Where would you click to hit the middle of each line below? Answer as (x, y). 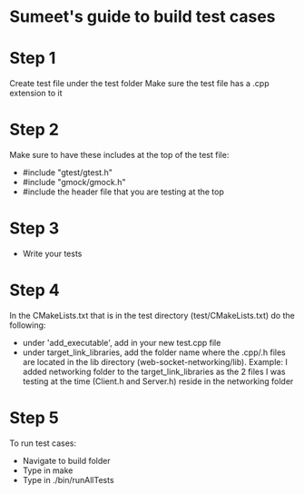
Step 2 (34, 130)
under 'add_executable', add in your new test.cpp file (122, 342)
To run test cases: (43, 443)
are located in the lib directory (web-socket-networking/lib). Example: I (155, 361)
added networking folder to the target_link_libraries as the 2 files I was (154, 371)
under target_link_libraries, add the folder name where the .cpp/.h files (154, 352)
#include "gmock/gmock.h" (74, 183)
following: (28, 325)
